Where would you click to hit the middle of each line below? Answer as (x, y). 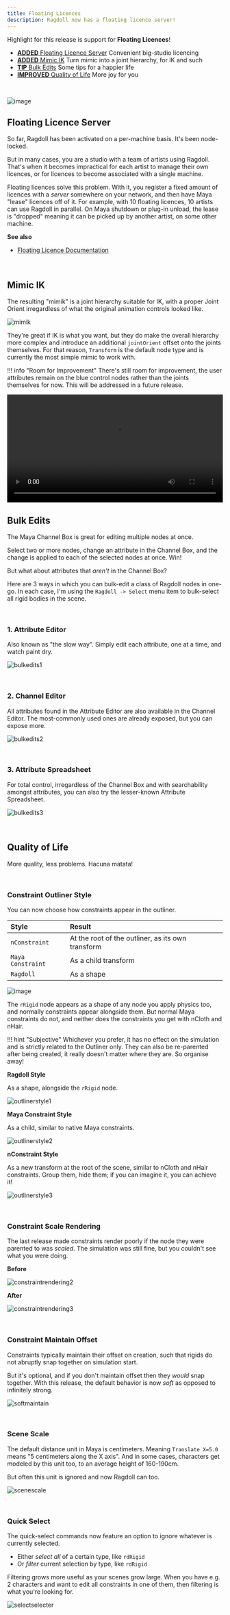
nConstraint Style (33, 1154)
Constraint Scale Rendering (54, 1226)
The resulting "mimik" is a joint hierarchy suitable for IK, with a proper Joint (113, 301)
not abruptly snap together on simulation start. (73, 1362)
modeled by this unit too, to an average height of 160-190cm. (93, 1464)
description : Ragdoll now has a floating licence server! (91, 20)
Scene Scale (28, 1434)
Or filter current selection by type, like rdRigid (82, 1564)
